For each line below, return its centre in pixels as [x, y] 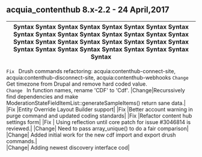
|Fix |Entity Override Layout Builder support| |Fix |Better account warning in [100, 109]
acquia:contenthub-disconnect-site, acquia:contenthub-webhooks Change [97, 77]
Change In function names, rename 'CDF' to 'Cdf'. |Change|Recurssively [96, 90]
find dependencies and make [42, 96]
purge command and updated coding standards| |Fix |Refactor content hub [99, 116]
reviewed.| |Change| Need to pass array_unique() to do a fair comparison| [97, 128]
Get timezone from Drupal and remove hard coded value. [77, 84]
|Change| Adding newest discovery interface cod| [68, 147]
